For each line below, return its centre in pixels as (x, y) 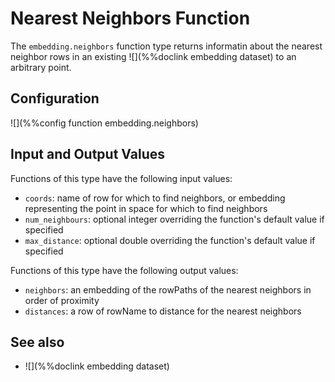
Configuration (55, 98)
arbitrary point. (41, 67)
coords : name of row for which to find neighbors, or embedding (155, 198)
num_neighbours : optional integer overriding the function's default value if (174, 219)
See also (37, 342)
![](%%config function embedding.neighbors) (104, 123)
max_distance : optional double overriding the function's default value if (170, 240)
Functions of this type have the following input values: (121, 178)
